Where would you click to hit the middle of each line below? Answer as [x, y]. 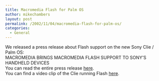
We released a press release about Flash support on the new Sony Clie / [79, 47]
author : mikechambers [28, 14]
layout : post [19, 19]
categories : [17, 28]
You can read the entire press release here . [49, 68]
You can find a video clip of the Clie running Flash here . [62, 73]
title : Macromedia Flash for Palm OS [44, 10]
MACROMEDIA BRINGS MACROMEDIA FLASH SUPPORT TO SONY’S [76, 57]
